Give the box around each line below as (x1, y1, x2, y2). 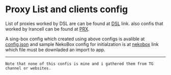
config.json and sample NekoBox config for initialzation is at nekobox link (5, 41, 159, 47)
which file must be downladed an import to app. (5, 46, 105, 53)
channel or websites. (5, 65, 51, 71)
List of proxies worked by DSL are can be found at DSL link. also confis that (5, 20, 164, 27)
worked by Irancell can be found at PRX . (5, 26, 90, 32)
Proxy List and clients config (5, 4, 128, 15)
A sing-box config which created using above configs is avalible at (5, 36, 145, 42)
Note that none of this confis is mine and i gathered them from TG (5, 61, 154, 66)
